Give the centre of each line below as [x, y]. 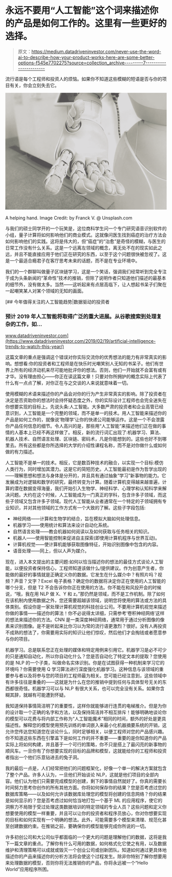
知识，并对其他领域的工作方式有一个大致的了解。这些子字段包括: [78, 507]
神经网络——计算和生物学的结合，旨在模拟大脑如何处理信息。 [78, 518]
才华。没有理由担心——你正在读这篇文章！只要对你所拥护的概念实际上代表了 [86, 376]
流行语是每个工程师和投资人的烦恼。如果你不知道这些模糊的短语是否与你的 [84, 79]
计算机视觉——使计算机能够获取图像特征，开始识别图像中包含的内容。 [87, 544]
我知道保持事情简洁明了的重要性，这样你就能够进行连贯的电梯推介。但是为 [84, 706]
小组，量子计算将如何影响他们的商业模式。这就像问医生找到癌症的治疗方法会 [86, 235]
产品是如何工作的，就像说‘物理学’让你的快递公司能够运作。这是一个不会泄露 [85, 419]
